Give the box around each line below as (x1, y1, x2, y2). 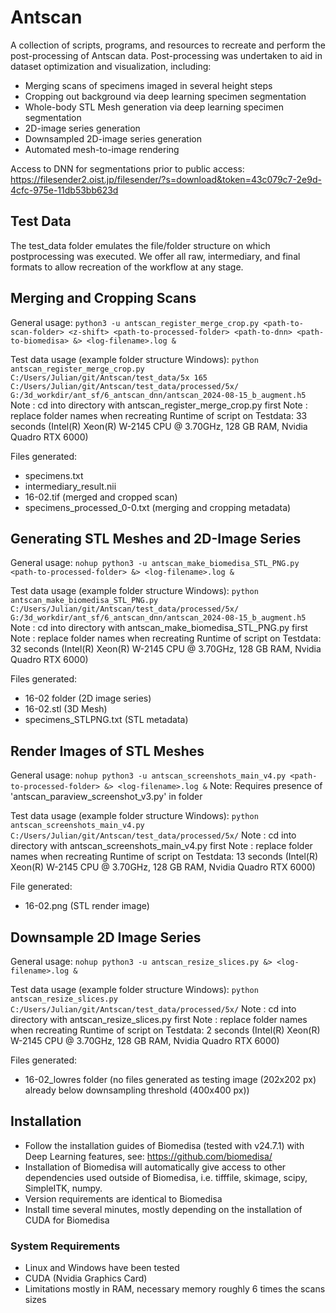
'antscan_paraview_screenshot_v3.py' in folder (10, 791, 203, 803)
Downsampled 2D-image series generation (24, 132, 202, 145)
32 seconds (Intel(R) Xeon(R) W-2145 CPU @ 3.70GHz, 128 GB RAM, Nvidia (10, 643, 322, 655)
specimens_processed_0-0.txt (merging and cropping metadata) (24, 501, 292, 513)
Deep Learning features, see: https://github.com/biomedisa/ (24, 1150, 273, 1162)
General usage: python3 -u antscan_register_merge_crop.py (10, 316, 260, 328)
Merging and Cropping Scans (10, 290, 197, 307)
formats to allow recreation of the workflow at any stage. (10, 261, 244, 273)
